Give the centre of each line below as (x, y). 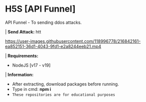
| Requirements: (22, 56)
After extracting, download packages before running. (65, 84)
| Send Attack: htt (23, 32)
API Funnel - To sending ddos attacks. (43, 22)
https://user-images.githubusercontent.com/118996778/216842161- (73, 41)
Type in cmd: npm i (31, 89)
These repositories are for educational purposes (64, 95)
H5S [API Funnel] (40, 9)
